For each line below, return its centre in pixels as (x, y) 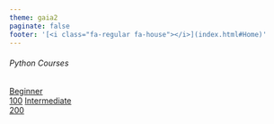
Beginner (26, 91)
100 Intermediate (40, 101)
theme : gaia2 (34, 18)
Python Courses (39, 63)
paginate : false (40, 26)
